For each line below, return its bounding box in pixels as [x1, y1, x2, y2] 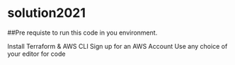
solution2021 [7, 5, 86, 21]
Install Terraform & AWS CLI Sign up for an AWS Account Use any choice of [7, 42, 228, 50]
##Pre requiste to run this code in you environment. [7, 28, 158, 37]
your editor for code [7, 49, 66, 58]
